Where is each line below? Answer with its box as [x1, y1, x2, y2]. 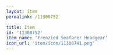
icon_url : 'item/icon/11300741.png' [6, 41, 95, 46]
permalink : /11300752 [6, 14, 59, 20]
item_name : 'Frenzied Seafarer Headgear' [6, 35, 108, 41]
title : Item [6, 24, 35, 30]
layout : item [6, 8, 38, 14]
